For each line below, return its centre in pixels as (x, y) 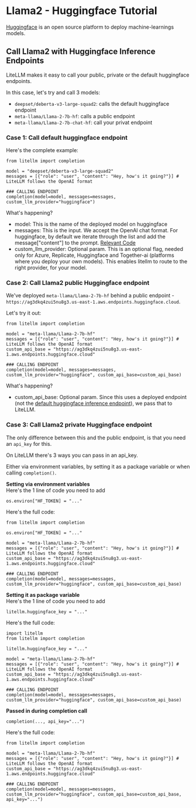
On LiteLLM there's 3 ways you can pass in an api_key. (72, 455)
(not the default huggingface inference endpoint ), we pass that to (93, 403)
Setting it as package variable (43, 594)
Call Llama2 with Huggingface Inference (81, 52)
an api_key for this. (29, 443)
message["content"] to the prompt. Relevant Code (75, 243)
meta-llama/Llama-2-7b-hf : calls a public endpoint (75, 116)
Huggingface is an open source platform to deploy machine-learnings (90, 27)
